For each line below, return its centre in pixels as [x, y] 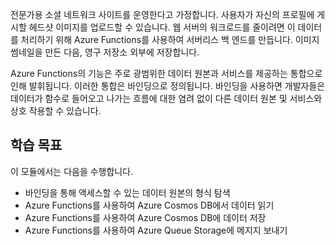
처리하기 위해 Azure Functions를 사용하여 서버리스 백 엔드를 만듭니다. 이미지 [170, 39]
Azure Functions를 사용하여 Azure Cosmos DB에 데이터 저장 [145, 217]
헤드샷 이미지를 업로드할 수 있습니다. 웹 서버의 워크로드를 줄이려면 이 [162, 27]
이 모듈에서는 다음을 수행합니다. [72, 171]
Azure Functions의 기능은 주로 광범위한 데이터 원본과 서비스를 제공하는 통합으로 [166, 73]
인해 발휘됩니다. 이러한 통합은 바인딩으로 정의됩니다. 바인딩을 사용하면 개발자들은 [168, 86]
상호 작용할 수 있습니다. [56, 111]
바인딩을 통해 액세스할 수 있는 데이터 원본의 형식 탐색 [127, 192]
